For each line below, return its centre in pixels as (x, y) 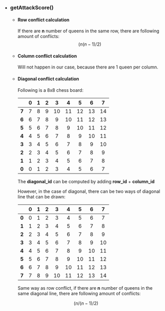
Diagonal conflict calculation (48, 79)
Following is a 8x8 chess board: (50, 90)
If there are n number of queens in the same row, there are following (89, 31)
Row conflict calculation (43, 20)
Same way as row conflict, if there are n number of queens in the (85, 288)
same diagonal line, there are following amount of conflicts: (79, 293)
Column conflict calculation (47, 56)
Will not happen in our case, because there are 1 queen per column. (88, 67)
